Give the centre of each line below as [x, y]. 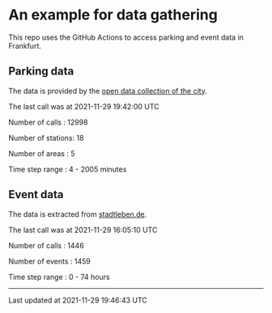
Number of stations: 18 [46, 137]
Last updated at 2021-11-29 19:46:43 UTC [78, 300]
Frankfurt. [25, 45]
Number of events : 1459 [49, 261]
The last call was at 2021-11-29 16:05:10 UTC [83, 230]
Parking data [41, 72]
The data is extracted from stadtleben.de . [78, 214]
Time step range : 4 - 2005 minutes [68, 169]
